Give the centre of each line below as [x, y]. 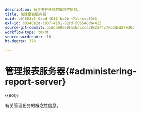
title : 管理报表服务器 [26, 14]
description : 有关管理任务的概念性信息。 [43, 9]
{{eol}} [12, 95]
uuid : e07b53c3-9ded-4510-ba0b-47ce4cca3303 [51, 19]
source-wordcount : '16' [29, 37]
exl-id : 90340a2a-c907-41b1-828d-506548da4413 [53, 23]
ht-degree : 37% [21, 41]
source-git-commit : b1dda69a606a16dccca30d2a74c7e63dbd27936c [70, 28]
